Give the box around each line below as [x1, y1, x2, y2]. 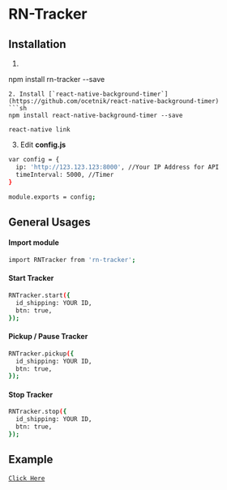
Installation [8, 37, 66, 51]
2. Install [8, 90, 45, 98]
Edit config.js [19, 140, 66, 149]
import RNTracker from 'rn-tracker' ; [8, 256, 136, 264]
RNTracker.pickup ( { [8, 350, 75, 358]
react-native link [8, 126, 71, 134]
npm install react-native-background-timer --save [8, 111, 183, 119]
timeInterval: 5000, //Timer [15, 170, 114, 178]
